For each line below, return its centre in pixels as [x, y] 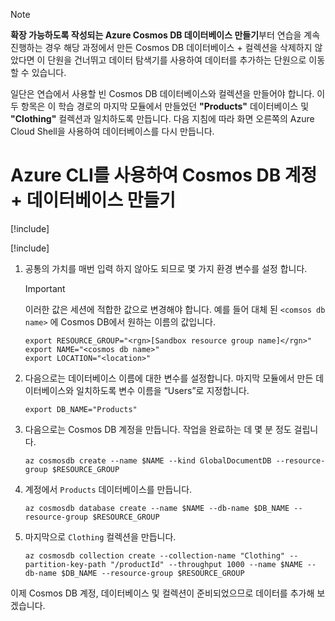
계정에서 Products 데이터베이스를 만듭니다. [108, 489]
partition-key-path [65, 564]
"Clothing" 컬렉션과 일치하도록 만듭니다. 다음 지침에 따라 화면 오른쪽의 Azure [162, 118]
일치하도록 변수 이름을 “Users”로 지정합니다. [163, 390]
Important [45, 288]
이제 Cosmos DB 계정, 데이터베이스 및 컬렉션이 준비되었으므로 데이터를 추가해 [162, 593]
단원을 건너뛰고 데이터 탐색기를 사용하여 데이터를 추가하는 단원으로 [177, 60]
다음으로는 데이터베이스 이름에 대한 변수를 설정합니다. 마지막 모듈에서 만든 [169, 378]
